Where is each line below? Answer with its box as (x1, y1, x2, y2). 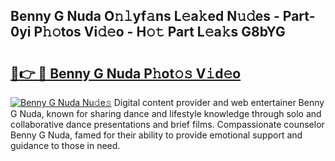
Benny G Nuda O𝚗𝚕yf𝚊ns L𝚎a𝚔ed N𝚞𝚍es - (10, 8, 280, 25)
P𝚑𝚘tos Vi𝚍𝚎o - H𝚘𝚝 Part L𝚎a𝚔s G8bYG (33, 24, 286, 41)
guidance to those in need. (10, 140, 121, 151)
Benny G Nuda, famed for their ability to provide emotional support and (10, 129, 303, 141)
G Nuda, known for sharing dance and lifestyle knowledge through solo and (10, 108, 322, 119)
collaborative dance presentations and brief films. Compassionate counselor (10, 119, 325, 130)
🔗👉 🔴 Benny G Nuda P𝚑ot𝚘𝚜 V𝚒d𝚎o (10, 65, 242, 82)
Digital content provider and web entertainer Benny (113, 97, 325, 108)
